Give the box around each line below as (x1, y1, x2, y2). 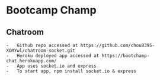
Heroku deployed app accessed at (17, 53, 100, 59)
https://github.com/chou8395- (80, 42, 155, 48)
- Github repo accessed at (6, 42, 78, 48)
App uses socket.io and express (17, 63, 97, 69)
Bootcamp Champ (6, 4, 97, 17)
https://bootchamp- (101, 53, 150, 59)
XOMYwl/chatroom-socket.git (6, 48, 76, 54)
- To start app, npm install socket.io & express (6, 68, 136, 74)
